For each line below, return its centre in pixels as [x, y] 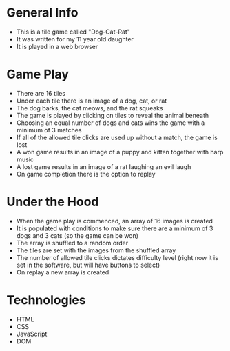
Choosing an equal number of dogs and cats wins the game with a [111, 123]
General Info [42, 13]
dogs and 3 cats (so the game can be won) [77, 235]
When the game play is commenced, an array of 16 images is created [114, 221]
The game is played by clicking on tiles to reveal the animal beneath [113, 115]
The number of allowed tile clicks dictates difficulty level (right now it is [117, 257]
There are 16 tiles [41, 93]
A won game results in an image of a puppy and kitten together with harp [120, 152]
